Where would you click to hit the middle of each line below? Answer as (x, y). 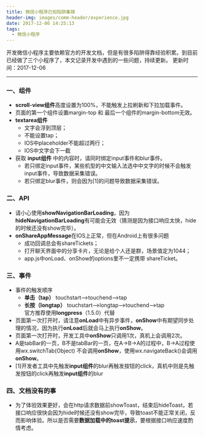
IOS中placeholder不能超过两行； (65, 143)
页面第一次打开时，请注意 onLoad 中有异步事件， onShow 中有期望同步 (102, 320)
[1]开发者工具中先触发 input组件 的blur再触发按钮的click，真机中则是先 (102, 366)
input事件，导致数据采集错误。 (63, 173)
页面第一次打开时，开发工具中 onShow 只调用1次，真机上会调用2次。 (100, 335)
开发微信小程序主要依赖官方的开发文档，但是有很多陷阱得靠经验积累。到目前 (102, 53)
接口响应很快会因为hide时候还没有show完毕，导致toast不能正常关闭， (103, 413)
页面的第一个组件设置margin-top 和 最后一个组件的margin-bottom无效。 (105, 112)
